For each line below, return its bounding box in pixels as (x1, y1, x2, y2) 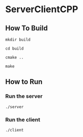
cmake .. (5, 55, 24, 60)
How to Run (5, 78, 43, 86)
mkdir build (5, 37, 31, 42)
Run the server (5, 93, 43, 100)
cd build (5, 46, 24, 51)
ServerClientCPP (5, 4, 78, 15)
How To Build (5, 24, 48, 32)
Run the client (5, 116, 41, 123)
